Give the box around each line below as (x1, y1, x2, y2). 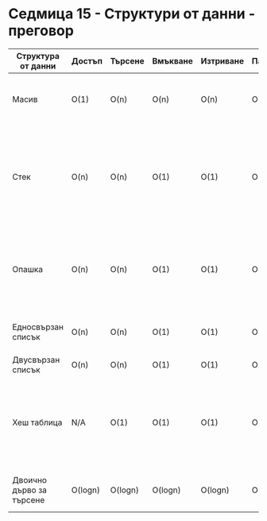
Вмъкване (152, 55, 193, 66)
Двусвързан (12, 354, 60, 365)
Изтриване (200, 55, 245, 66)
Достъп (71, 55, 103, 66)
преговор (8, 21, 74, 40)
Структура (16, 50, 60, 61)
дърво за (12, 484, 48, 496)
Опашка (12, 263, 44, 274)
